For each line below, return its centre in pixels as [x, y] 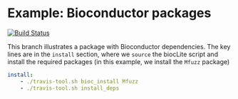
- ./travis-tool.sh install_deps [70, 88]
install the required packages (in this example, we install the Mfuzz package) [119, 61]
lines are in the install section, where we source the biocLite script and [113, 54]
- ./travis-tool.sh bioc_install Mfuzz [79, 81]
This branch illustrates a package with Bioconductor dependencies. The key [119, 46]
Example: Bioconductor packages [109, 13]
